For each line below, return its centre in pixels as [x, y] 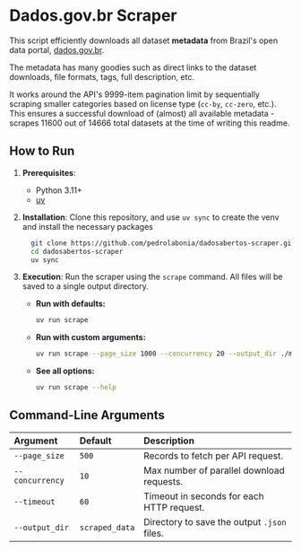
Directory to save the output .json [215, 521]
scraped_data [107, 527]
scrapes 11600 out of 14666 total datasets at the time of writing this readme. [150, 123]
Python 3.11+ [59, 190]
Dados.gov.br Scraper [93, 16]
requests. [163, 481]
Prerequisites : [49, 172]
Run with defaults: [70, 304]
